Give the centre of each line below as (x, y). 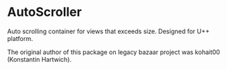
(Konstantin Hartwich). (39, 59)
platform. (20, 38)
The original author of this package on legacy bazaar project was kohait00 (114, 52)
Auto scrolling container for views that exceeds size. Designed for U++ (108, 31)
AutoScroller (44, 12)
